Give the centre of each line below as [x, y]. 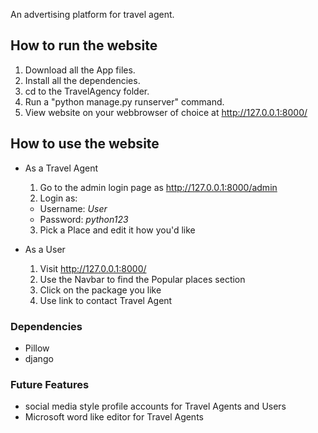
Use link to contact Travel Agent [106, 300]
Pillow [37, 348]
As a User [45, 249]
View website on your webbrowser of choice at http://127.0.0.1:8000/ [166, 112]
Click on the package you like [100, 290]
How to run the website [84, 45]
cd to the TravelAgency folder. [87, 91]
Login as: [58, 198]
